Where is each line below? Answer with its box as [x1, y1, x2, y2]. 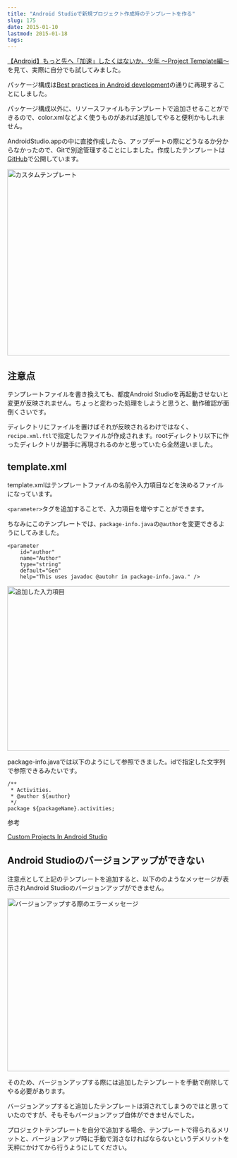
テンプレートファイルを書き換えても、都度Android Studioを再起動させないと [7, 389, 229, 398]
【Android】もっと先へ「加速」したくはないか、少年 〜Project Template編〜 [7, 57, 229, 66]
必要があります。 [19, 1087, 69, 1095]
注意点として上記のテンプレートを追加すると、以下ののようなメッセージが [7, 874, 224, 883]
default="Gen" [20, 567, 61, 574]
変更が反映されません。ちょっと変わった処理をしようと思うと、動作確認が [7, 398, 224, 407]
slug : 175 [7, 17, 37, 24]
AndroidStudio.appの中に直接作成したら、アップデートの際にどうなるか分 [7, 137, 223, 145]
